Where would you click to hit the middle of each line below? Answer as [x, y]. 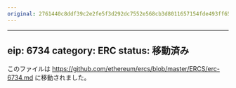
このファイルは [29, 69]
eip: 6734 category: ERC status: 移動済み [98, 51]
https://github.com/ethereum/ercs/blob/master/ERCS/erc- [136, 69]
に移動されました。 [63, 77]
